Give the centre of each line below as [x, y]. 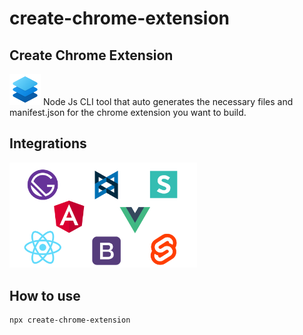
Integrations [48, 143]
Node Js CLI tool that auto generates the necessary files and [168, 101]
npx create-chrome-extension [70, 320]
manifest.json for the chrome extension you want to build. [128, 112]
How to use [45, 295]
